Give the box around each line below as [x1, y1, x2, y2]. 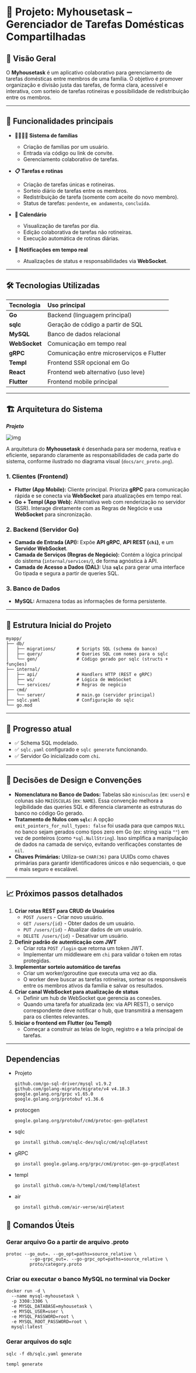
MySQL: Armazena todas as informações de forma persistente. [14, 597, 167, 605]
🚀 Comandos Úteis [6, 1220, 75, 1230]
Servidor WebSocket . [14, 545, 68, 552]
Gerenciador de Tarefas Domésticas [6, 18, 184, 31]
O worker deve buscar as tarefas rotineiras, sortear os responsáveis [23, 975, 187, 983]
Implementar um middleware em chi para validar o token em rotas [23, 951, 182, 958]
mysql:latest [11, 1324, 43, 1330]
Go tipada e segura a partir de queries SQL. [14, 570, 120, 577]
